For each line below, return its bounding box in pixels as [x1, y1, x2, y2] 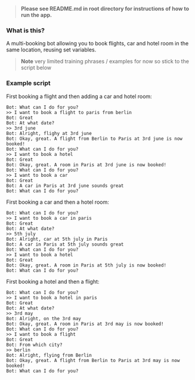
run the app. [20, 11, 52, 19]
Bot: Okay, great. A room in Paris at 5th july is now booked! [6, 262, 167, 268]
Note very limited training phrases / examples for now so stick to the [20, 58, 190, 65]
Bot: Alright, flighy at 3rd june [6, 130, 92, 136]
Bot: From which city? [6, 342, 63, 348]
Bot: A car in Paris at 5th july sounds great [6, 241, 124, 247]
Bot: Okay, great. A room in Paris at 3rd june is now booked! [6, 161, 167, 168]
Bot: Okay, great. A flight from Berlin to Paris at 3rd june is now [6, 136, 183, 142]
